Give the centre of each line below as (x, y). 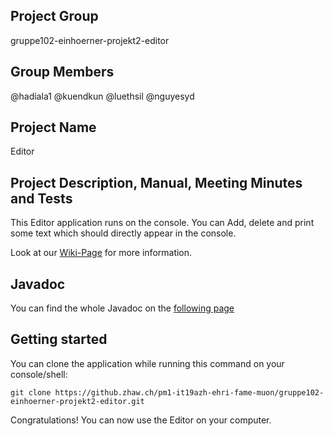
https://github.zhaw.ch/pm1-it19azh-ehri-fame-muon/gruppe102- (189, 392)
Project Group (54, 16)
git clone (31, 392)
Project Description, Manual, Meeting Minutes (156, 182)
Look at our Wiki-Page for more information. (101, 253)
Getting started (59, 339)
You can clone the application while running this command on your (147, 363)
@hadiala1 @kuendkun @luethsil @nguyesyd (102, 96)
